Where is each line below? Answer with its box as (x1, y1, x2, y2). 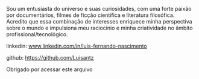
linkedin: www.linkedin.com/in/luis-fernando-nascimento (6, 42, 147, 49)
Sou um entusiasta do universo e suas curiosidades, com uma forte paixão (6, 5, 192, 12)
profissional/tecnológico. (6, 31, 68, 38)
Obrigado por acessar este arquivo (6, 66, 93, 73)
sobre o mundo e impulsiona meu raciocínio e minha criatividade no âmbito (6, 24, 193, 31)
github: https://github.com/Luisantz (6, 54, 95, 61)
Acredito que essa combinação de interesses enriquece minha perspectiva (6, 18, 192, 25)
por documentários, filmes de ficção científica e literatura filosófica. (6, 11, 175, 19)
